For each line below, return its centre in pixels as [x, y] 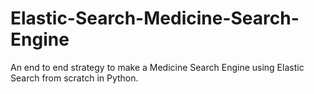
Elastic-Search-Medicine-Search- [155, 18]
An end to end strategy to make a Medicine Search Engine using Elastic [157, 67]
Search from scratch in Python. [74, 78]
